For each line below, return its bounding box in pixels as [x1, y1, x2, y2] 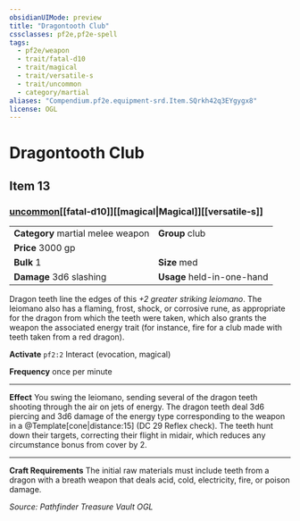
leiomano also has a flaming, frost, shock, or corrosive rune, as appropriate [9, 303, 286, 314]
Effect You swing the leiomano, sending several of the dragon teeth [9, 392, 258, 403]
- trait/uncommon [17, 80, 82, 88]
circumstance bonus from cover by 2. [9, 440, 147, 450]
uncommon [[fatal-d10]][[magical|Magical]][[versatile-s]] [9, 205, 263, 217]
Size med [157, 256, 198, 269]
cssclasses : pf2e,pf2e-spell [9, 29, 118, 38]
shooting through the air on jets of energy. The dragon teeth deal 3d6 [9, 401, 265, 412]
